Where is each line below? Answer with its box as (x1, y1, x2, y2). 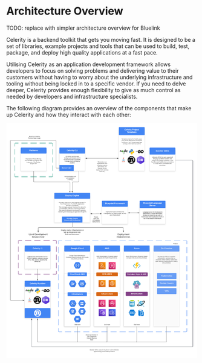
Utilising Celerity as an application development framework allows (6, 61, 171, 68)
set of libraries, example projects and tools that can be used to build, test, (6, 42, 189, 50)
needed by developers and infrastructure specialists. (6, 93, 138, 100)
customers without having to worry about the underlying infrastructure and (6, 73, 193, 81)
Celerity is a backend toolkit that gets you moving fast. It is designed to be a (6, 36, 195, 43)
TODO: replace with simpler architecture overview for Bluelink (6, 24, 160, 32)
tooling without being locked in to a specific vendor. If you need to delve (6, 80, 186, 87)
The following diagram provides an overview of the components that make (6, 104, 192, 112)
